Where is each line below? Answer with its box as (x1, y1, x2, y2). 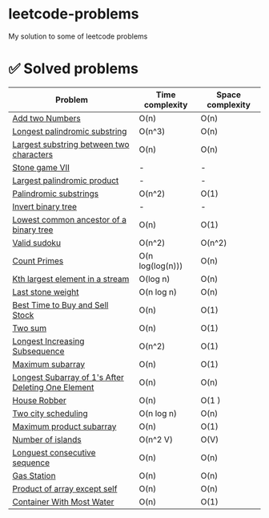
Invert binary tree (12, 201, 78, 212)
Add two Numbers (12, 112, 82, 124)
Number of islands (12, 434, 82, 445)
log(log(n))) (139, 260, 183, 271)
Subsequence (12, 345, 65, 357)
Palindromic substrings (12, 188, 99, 199)
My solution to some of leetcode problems (8, 31, 148, 41)
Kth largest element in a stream (12, 273, 130, 284)
